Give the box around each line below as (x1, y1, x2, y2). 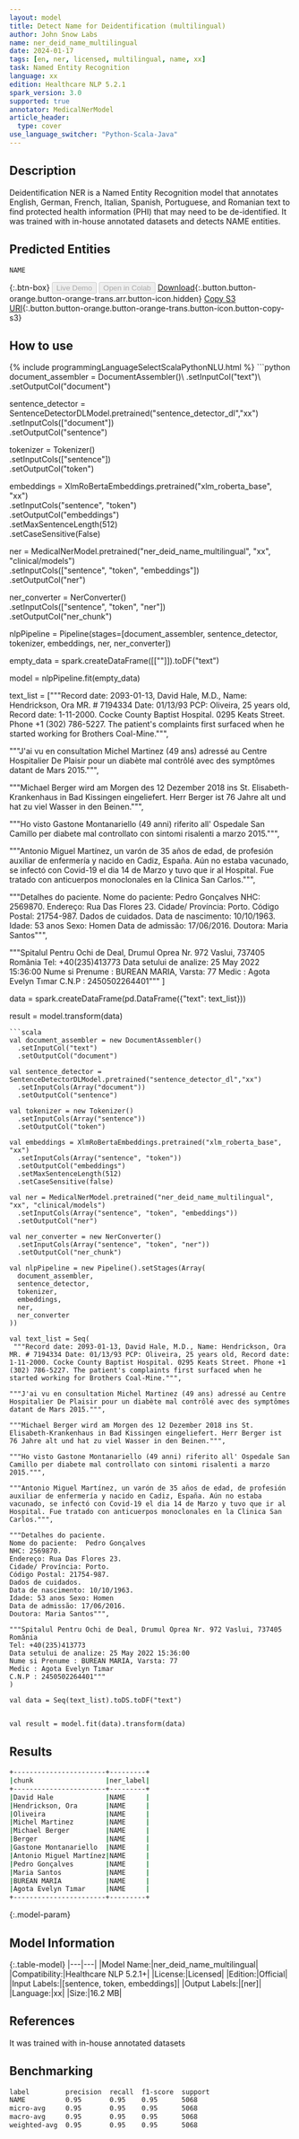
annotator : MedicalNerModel (9, 105, 115, 114)
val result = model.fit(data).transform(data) (9, 1720, 186, 1729)
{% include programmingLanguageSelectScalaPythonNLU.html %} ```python (9, 362, 291, 373)
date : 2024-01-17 (9, 47, 74, 56)
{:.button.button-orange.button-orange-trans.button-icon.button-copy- (21, 303, 285, 313)
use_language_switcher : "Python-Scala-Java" (9, 130, 178, 139)
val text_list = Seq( (9, 1334, 90, 1343)
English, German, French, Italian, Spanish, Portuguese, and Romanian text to (9, 197, 291, 207)
